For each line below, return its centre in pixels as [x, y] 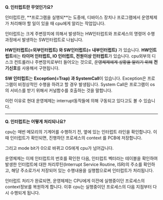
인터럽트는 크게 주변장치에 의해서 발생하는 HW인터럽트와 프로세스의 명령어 [75, 34]
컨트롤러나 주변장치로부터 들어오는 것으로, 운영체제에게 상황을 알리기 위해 [83, 62]
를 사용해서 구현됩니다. [38, 68]
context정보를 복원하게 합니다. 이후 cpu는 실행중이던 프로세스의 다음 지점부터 [78, 187]
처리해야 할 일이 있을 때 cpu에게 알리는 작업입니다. [58, 23]
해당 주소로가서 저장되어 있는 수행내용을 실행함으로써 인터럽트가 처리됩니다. [83, 170]
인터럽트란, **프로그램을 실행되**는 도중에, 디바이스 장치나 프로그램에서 [73, 17]
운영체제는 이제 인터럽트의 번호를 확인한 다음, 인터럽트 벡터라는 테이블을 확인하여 [81, 158]
